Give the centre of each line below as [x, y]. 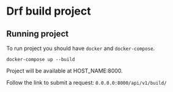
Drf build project [49, 11]
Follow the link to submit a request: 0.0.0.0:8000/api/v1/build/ [86, 83]
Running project [38, 34]
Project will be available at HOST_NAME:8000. [65, 71]
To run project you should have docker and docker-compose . [81, 48]
